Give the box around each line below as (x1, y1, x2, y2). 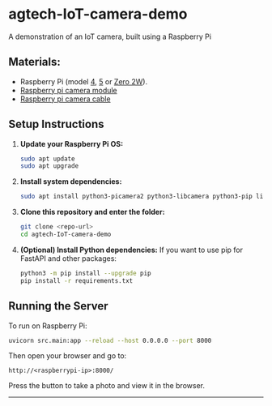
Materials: (8, 55, 61, 69)
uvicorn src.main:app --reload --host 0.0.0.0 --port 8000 (8, 336, 212, 344)
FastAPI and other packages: (19, 253, 117, 263)
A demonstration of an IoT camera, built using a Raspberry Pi (8, 32, 212, 41)
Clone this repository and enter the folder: (19, 207, 165, 217)
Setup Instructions (8, 118, 104, 131)
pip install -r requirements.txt (19, 276, 134, 284)
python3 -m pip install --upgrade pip (19, 269, 151, 277)
